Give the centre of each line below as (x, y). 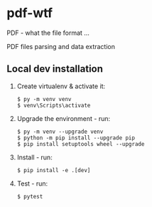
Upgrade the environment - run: (64, 118)
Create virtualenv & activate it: (61, 86)
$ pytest (30, 196)
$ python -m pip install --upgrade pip (76, 138)
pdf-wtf (30, 13)
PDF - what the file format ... (48, 33)
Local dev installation (55, 69)
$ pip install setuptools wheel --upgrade (81, 144)
